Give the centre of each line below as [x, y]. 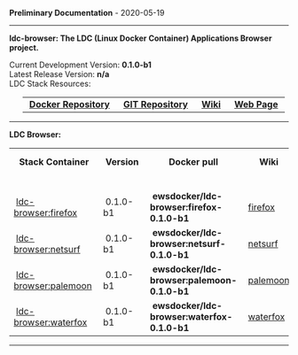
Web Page [256, 104]
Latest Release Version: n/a [59, 74]
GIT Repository [156, 104]
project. [24, 47]
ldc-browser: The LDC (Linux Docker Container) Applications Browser [141, 38]
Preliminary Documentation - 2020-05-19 [87, 13]
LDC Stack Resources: [50, 84]
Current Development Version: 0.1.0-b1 [81, 65]
